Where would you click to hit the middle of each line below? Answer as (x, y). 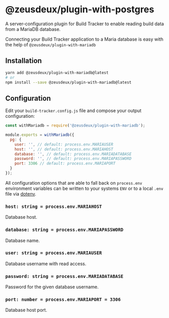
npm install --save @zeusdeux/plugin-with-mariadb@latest (68, 82)
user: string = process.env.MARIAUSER (54, 253)
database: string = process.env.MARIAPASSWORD (65, 230)
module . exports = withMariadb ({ (40, 135)
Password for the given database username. (52, 287)
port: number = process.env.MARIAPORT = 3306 (63, 300)
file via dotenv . (21, 193)
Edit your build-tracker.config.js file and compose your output (73, 111)
